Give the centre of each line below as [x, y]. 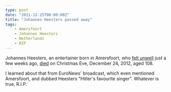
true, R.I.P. [16, 84]
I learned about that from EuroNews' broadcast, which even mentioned [80, 73]
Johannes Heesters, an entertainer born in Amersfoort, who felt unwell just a [86, 58]
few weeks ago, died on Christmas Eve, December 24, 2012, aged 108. [80, 63]
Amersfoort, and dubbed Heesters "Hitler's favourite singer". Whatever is [82, 78]
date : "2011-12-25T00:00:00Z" [38, 15]
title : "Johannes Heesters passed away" [49, 19]
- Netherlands [29, 39]
